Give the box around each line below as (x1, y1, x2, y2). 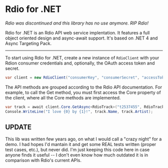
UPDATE (5, 122, 31, 131)
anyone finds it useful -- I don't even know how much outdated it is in (5, 152, 148, 158)
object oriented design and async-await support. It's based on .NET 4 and (5, 35, 158, 41)
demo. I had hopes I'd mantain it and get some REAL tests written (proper (5, 141, 156, 147)
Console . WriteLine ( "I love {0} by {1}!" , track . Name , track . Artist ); (5, 109, 153, 114)
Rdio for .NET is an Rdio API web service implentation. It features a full (5, 29, 150, 35)
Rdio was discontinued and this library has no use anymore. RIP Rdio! (5, 20, 149, 26)
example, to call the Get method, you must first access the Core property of (5, 89, 161, 95)
